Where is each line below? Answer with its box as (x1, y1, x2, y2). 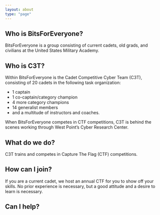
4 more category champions (12, 99, 69, 105)
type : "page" (5, 12, 32, 17)
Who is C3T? (5, 62, 45, 70)
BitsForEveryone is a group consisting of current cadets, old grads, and (5, 42, 148, 49)
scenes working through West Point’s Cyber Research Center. (5, 124, 129, 130)
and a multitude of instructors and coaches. (12, 110, 100, 116)
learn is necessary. (5, 188, 43, 194)
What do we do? (5, 138, 55, 147)
